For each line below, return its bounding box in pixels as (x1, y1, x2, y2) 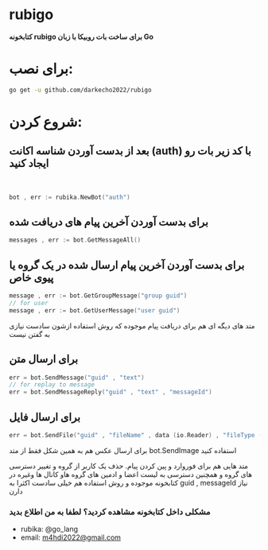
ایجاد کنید (9, 157, 49, 170)
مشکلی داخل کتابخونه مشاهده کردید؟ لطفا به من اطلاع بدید (9, 506, 211, 517)
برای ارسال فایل (9, 410, 81, 424)
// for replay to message (9, 381, 95, 389)
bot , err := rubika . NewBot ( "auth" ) (9, 193, 130, 201)
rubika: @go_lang (20, 525, 79, 534)
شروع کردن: (9, 113, 83, 130)
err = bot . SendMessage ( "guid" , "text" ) (9, 374, 146, 382)
